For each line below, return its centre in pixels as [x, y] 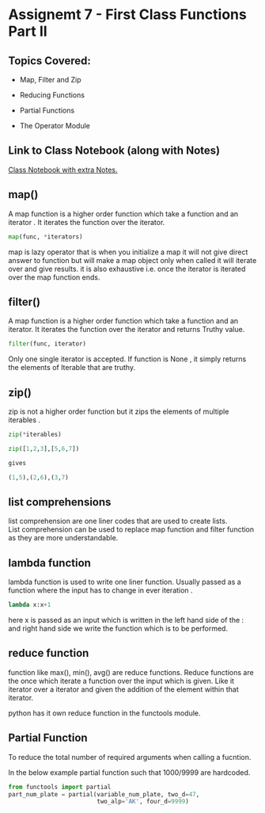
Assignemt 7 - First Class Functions [127, 15]
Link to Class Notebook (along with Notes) [114, 151]
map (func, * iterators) [45, 237]
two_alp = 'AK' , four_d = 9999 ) [143, 802]
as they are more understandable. [63, 538]
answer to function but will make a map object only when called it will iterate [132, 260]
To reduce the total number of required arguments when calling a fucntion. [130, 757]
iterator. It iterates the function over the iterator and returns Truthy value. [127, 330]
